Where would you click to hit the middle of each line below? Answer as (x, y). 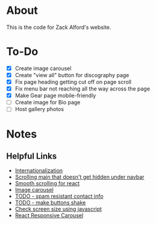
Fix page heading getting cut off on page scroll (73, 82)
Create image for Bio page (48, 103)
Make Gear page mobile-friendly (55, 96)
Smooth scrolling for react (47, 183)
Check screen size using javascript (58, 209)
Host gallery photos (39, 109)
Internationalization (39, 171)
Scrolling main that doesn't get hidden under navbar (80, 177)
